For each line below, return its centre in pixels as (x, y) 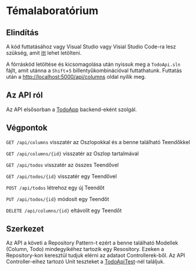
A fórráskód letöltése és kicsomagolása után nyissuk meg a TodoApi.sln (93, 64)
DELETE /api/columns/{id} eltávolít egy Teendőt (64, 210)
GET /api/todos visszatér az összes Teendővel (62, 165)
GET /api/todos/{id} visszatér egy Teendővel (62, 176)
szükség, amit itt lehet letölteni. (44, 53)
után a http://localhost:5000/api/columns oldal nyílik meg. (76, 77)
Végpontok (27, 128)
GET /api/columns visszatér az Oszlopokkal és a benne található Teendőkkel (98, 142)
